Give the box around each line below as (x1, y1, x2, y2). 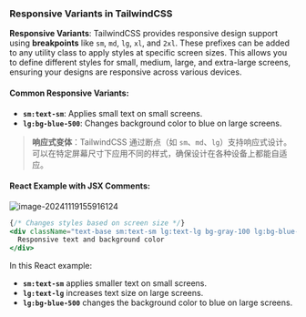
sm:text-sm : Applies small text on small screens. (22, 107, 203, 118)
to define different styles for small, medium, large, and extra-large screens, (9, 57, 291, 68)
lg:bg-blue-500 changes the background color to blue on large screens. (22, 297, 293, 308)
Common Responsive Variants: (9, 87, 129, 98)
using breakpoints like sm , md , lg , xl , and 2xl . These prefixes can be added (9, 37, 290, 48)
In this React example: (9, 261, 93, 271)
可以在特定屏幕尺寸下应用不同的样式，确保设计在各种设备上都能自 (31, 148, 280, 158)
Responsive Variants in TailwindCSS (9, 7, 173, 20)
